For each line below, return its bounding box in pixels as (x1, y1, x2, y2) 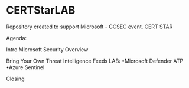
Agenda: (6, 34, 27, 41)
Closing (6, 75, 25, 82)
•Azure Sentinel (6, 63, 45, 71)
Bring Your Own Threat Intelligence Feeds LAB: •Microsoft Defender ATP (6, 57, 184, 64)
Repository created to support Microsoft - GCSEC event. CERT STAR (6, 23, 173, 30)
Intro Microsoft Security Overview (6, 45, 89, 53)
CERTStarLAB (6, 4, 76, 17)
